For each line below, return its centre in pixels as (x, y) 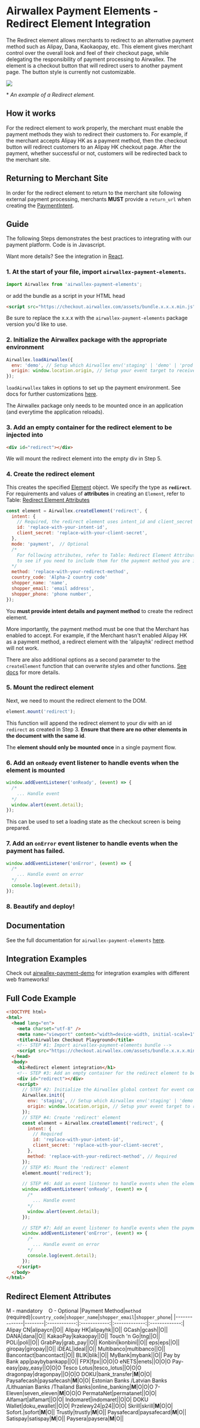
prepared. (18, 828)
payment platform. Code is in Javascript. (56, 245)
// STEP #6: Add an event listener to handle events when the (101, 1184)
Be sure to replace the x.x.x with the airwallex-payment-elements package (97, 318)
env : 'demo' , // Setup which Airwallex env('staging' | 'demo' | (94, 365)
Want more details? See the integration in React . (65, 256)
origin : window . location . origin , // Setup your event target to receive (104, 371)
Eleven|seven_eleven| (33, 1393)
